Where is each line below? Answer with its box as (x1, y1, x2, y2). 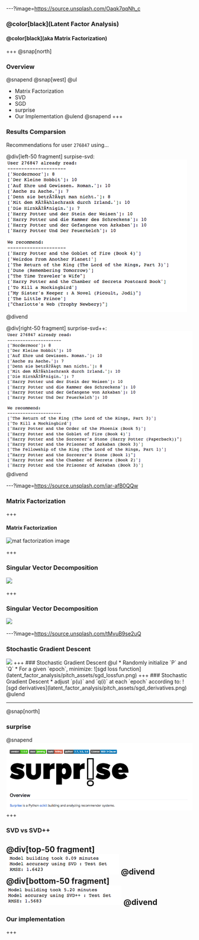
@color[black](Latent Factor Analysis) (6, 20, 120, 28)
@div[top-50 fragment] (6, 844, 95, 854)
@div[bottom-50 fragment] (6, 876, 110, 886)
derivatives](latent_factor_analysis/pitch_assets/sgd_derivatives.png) (18, 684, 187, 691)
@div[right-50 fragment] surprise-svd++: (6, 324, 107, 332)
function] (118, 665, 142, 672)
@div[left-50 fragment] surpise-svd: (6, 153, 95, 160)
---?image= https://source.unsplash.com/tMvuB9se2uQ (6, 630, 142, 637)
